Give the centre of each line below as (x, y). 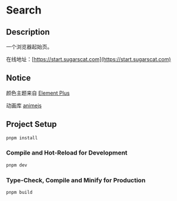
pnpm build (19, 192)
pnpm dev (17, 165)
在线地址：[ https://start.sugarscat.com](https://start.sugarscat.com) (88, 59)
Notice (18, 78)
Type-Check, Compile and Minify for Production (76, 180)
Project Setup (32, 124)
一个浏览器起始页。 (29, 47)
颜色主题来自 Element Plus (38, 93)
